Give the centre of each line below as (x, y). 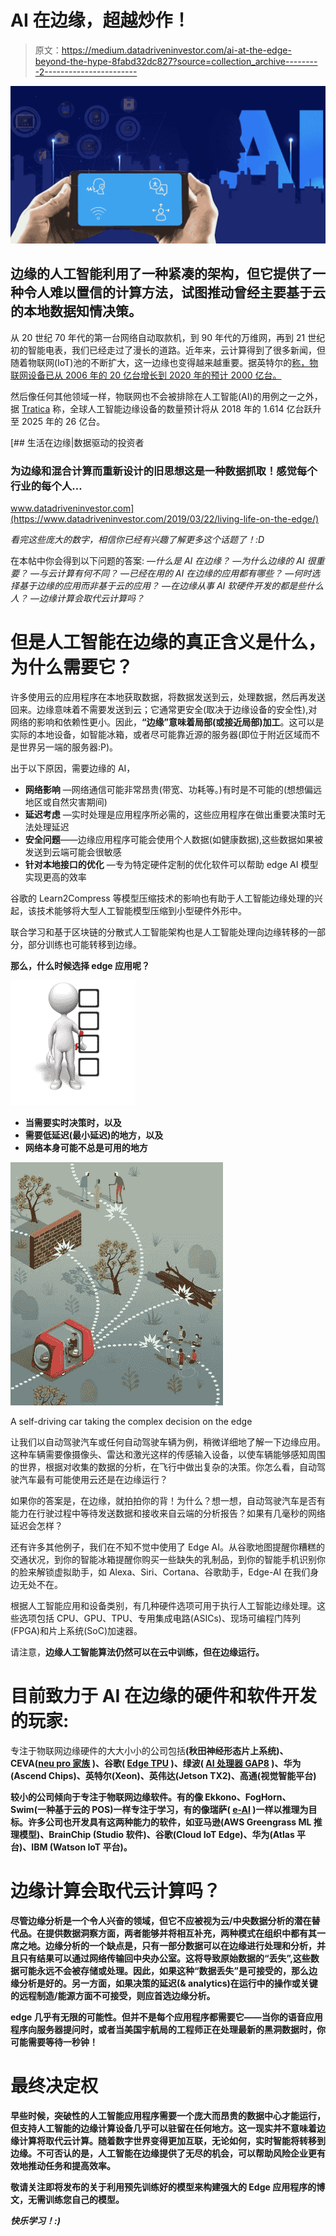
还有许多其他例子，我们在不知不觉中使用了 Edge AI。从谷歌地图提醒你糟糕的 (168, 1547)
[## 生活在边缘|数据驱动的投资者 (77, 442)
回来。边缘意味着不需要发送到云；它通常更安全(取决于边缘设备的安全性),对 (164, 709)
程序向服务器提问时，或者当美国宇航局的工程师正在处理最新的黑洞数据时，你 (168, 2029)
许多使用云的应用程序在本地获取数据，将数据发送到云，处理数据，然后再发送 (168, 697)
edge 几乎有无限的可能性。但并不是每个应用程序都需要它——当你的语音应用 (166, 2017)
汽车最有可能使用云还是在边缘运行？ (93, 1479)
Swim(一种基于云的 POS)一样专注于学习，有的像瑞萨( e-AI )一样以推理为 (159, 1809)
